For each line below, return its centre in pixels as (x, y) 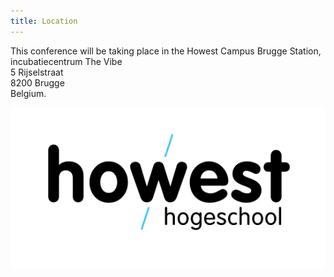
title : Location (44, 21)
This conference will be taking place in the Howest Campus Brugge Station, (166, 51)
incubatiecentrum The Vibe (66, 61)
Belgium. (28, 93)
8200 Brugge (37, 82)
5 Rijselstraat (37, 72)
